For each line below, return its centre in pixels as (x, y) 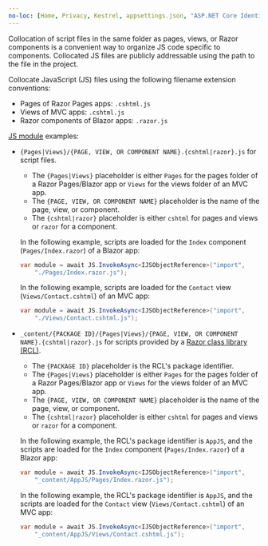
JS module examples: (44, 136)
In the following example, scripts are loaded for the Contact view (125, 288)
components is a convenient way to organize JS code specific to (114, 47)
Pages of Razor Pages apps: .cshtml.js (85, 103)
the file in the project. (43, 64)
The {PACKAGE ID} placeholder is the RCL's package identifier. (133, 366)
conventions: (30, 88)
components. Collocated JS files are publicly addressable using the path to (132, 55)
